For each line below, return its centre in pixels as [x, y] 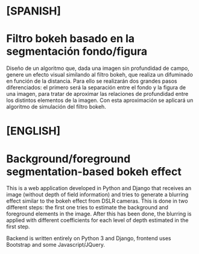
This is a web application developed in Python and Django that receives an [99, 188]
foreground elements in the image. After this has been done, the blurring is [99, 214]
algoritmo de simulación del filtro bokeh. [56, 107]
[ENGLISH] [33, 131]
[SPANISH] [34, 11]
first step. [18, 227]
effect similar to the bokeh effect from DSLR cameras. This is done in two [97, 201]
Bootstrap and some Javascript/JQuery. [56, 245]
